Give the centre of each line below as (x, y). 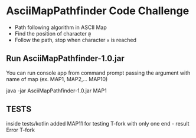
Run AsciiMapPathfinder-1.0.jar (66, 58)
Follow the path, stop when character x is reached (76, 40)
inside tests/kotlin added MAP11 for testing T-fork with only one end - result (98, 123)
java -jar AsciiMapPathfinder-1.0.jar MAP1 (57, 91)
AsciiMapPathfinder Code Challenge (98, 11)
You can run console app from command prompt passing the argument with (98, 73)
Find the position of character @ (53, 33)
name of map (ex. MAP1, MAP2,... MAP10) (57, 79)
